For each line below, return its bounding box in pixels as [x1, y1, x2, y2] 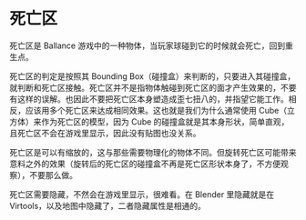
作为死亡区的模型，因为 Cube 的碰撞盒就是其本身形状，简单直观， [40, 115, 290, 127]
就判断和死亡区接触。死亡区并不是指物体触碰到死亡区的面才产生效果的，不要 [9, 82, 297, 93]
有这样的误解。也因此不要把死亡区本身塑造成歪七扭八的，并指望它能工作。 [9, 93, 289, 105]
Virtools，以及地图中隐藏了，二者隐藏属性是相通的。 [9, 200, 207, 211]
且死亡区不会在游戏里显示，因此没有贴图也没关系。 [9, 127, 201, 138]
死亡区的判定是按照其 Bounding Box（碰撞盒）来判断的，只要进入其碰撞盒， [9, 70, 296, 82]
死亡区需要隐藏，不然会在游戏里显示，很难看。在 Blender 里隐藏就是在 [9, 188, 275, 200]
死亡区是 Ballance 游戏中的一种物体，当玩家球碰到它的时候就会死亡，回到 [9, 40, 285, 51]
